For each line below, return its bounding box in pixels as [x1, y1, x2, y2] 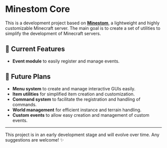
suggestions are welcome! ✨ [5, 137, 64, 143]
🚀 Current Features [5, 45, 66, 53]
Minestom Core [5, 3, 71, 15]
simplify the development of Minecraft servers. [5, 30, 101, 36]
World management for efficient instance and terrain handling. [12, 107, 142, 113]
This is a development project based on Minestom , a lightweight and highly [5, 20, 160, 26]
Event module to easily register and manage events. [12, 58, 120, 64]
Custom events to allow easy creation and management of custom [12, 112, 150, 118]
